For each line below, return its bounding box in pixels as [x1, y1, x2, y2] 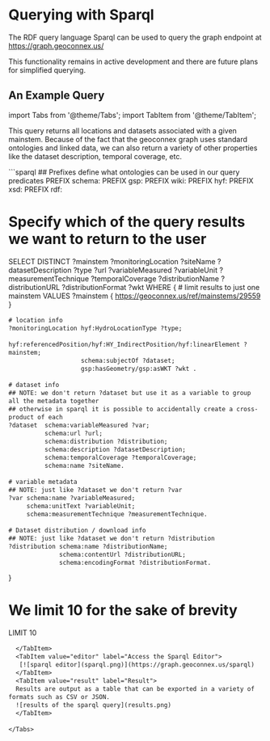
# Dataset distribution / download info [8, 526, 147, 534]
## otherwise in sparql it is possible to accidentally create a [8, 405, 233, 413]
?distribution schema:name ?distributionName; [8, 542, 168, 550]
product [8, 413, 35, 421]
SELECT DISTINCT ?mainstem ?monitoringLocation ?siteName [8, 256, 216, 266]
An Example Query [8, 89, 105, 103]
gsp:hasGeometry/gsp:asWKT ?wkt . [80, 364, 197, 373]
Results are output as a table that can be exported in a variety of [15, 684, 255, 693]
